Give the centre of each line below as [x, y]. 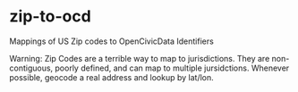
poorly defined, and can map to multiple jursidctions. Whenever [172, 68]
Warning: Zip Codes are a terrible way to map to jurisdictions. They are [140, 58]
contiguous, [31, 68]
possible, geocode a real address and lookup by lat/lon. [112, 77]
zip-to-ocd [50, 17]
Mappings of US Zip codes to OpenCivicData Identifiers [112, 41]
